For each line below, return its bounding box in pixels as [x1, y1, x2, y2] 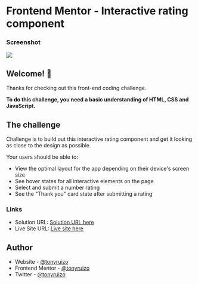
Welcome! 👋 [6, 69, 52, 79]
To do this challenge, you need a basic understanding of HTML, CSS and [6, 96, 189, 103]
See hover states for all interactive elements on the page [14, 178, 154, 185]
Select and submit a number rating [14, 184, 100, 192]
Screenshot [6, 38, 41, 47]
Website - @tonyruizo [14, 258, 69, 266]
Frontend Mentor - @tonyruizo [14, 264, 90, 272]
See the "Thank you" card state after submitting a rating [14, 190, 153, 197]
